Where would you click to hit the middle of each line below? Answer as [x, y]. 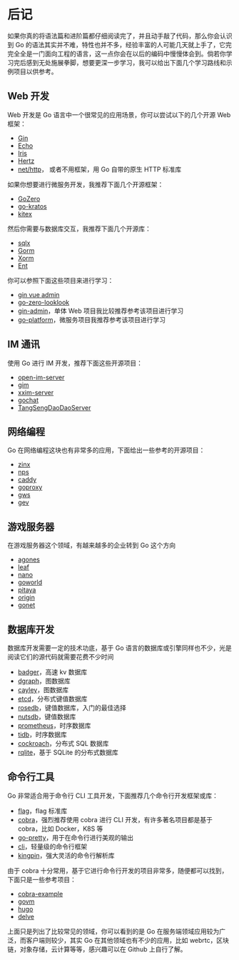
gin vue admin [39, 294]
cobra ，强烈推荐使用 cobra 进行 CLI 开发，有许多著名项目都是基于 [115, 819]
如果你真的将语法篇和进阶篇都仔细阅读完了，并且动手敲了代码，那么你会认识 [120, 36]
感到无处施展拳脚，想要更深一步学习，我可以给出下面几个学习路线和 [126, 62]
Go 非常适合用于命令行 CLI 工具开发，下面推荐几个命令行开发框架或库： [113, 795]
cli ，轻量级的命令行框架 [52, 846]
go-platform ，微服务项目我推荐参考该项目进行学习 [92, 319]
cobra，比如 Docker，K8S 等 [60, 829]
